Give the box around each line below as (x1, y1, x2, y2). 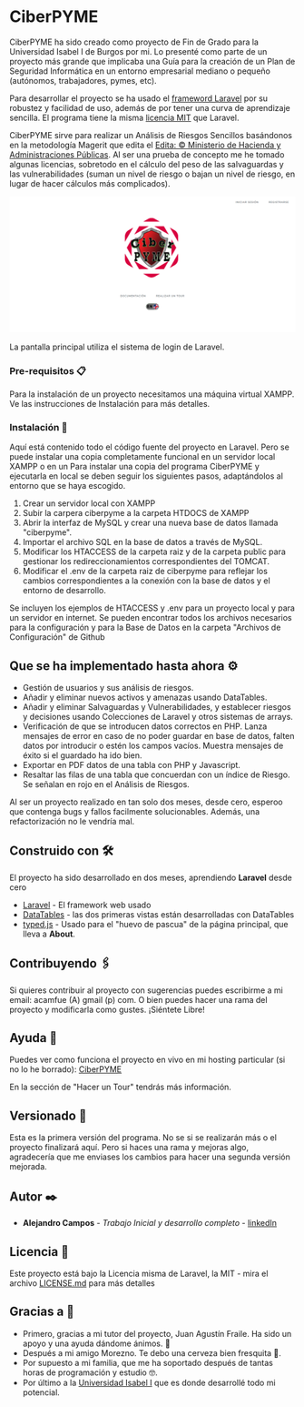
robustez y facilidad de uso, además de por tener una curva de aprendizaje (9, 102, 290, 113)
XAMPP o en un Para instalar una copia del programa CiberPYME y (9, 461, 260, 472)
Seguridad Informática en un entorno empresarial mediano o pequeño (9, 66, 270, 76)
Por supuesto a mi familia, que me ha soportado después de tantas (22, 1357, 274, 1368)
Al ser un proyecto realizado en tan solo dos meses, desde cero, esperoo (9, 796, 283, 807)
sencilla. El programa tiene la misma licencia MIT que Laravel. (9, 112, 240, 123)
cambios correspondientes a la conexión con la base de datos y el (22, 575, 270, 586)
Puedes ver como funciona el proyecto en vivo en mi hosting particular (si (9, 1054, 286, 1066)
